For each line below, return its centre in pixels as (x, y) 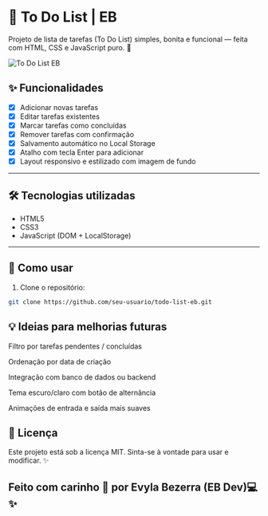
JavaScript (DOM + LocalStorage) (75, 236)
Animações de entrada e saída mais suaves (79, 408)
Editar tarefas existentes (59, 116)
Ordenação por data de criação (60, 361)
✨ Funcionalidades (56, 88)
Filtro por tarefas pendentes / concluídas (75, 346)
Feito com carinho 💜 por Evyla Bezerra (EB (114, 487)
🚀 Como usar (41, 268)
